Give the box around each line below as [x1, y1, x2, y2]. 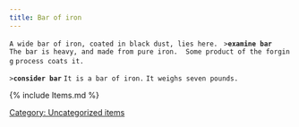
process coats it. [15, 56, 84, 65]
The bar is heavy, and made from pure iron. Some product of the [9, 47, 262, 56]
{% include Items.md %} [9, 89, 100, 100]
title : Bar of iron [9, 13, 82, 22]
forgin [265, 47, 291, 56]
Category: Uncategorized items [9, 106, 125, 117]
